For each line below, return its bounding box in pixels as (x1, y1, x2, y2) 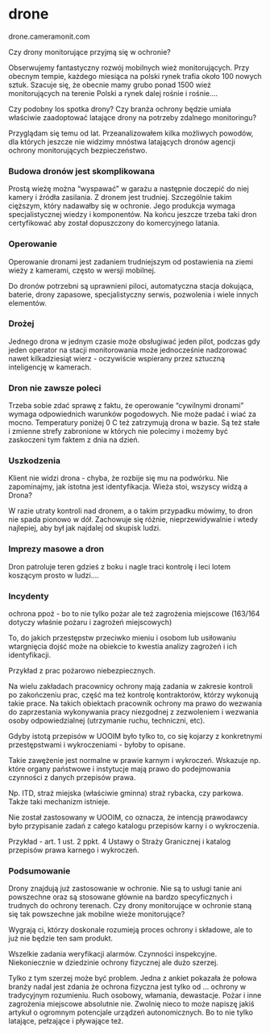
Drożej (8, 318, 35, 329)
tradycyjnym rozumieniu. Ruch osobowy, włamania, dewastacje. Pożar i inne (8, 990, 262, 1000)
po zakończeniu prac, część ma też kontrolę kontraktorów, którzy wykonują (8, 690, 260, 700)
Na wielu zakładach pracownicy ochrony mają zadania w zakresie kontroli (8, 682, 253, 691)
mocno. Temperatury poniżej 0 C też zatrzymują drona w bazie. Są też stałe (8, 418, 260, 427)
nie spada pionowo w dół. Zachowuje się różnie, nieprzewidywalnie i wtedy (8, 515, 258, 524)
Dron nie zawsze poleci (8, 382, 102, 394)
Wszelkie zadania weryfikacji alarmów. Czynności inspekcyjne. (8, 949, 218, 959)
